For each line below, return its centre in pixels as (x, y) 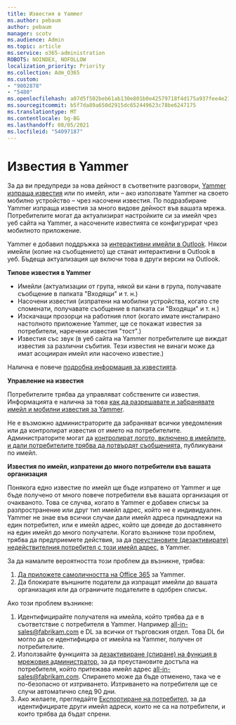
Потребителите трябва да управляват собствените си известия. (104, 394)
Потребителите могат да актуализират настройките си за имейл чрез (112, 216)
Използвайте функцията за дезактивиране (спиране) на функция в (117, 654)
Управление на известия (46, 381)
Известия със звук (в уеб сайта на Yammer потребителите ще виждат (123, 339)
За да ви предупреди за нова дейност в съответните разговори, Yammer (117, 186)
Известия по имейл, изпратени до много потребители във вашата (109, 467)
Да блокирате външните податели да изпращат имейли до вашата (117, 582)
